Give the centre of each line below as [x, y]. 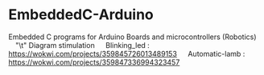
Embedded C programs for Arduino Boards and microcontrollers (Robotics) [132, 37]
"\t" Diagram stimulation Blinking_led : [83, 45]
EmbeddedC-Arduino [81, 15]
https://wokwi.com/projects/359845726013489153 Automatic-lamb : [127, 53]
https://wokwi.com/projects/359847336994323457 [94, 62]
